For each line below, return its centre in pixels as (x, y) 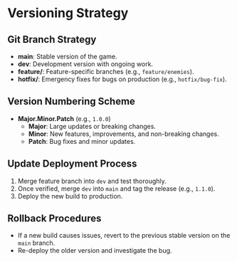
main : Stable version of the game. (67, 56)
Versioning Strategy (68, 13)
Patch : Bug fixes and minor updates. (82, 141)
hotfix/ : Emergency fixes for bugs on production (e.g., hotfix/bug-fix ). (122, 79)
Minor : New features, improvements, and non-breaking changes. (123, 134)
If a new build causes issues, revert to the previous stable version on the (124, 236)
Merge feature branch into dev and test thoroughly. (92, 181)
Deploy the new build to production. (70, 196)
